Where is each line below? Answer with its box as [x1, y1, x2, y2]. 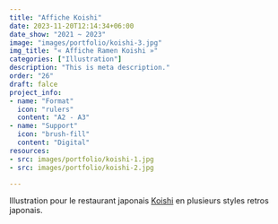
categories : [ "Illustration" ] [9, 55, 123, 64]
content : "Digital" [17, 138, 91, 147]
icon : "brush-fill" [17, 130, 91, 139]
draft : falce [9, 80, 58, 89]
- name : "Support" [9, 122, 78, 131]
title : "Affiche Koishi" [9, 13, 102, 22]
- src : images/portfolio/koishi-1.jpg [9, 154, 154, 164]
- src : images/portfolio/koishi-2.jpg [9, 163, 154, 172]
